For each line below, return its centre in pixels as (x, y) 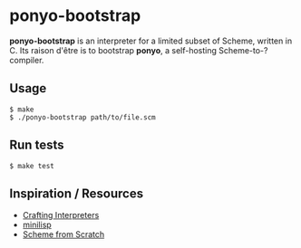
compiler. (27, 60)
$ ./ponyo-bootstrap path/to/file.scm (83, 117)
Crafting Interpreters (61, 215)
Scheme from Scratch (63, 234)
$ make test (32, 166)
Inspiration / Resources (76, 193)
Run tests (37, 145)
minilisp (37, 225)
